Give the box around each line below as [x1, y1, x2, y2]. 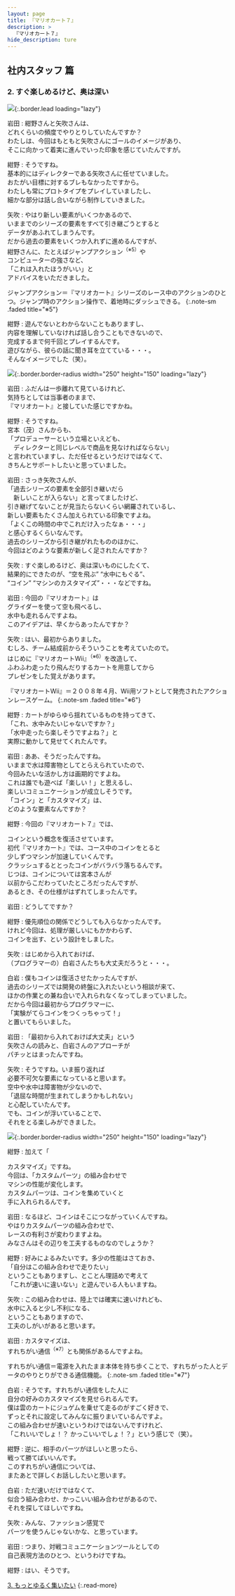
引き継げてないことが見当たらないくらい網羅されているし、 [7, 502, 180, 511]
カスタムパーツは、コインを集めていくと [7, 1189, 124, 1197]
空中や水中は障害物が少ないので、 [7, 1083, 106, 1091]
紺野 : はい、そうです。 [7, 1566, 74, 1574]
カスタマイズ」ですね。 [7, 1163, 75, 1171]
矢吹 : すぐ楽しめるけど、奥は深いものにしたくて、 [7, 561, 154, 570]
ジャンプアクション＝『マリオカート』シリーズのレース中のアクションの [7, 289, 215, 297]
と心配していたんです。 [7, 1101, 74, 1109]
